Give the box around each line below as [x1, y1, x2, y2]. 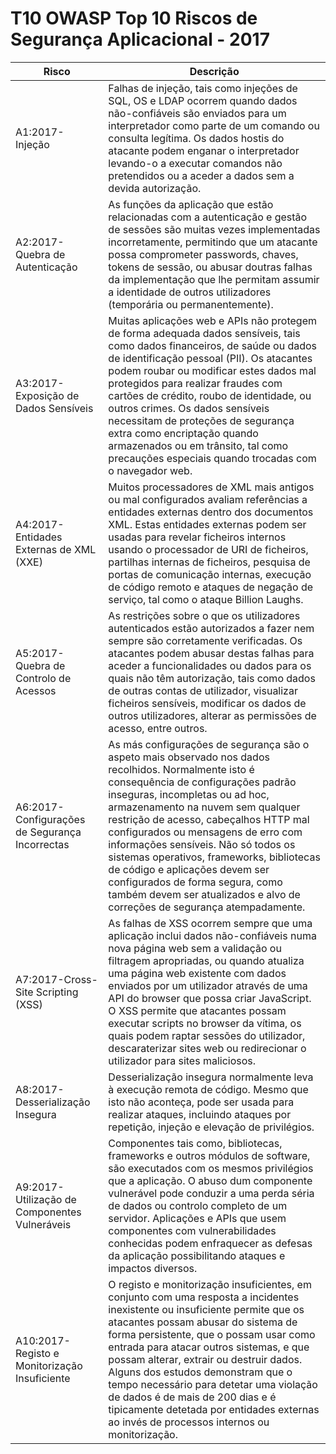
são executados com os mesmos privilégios [108, 1161, 314, 1175]
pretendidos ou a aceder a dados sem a [108, 168, 295, 182]
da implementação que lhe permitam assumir [108, 272, 320, 286]
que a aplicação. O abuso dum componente [108, 1173, 313, 1187]
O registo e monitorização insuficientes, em [108, 1277, 312, 1291]
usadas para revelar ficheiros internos [108, 530, 287, 544]
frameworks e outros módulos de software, [108, 1148, 311, 1162]
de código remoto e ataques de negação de [108, 580, 314, 594]
